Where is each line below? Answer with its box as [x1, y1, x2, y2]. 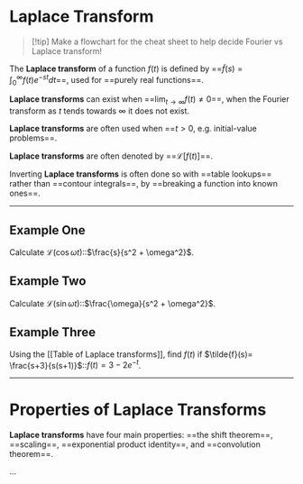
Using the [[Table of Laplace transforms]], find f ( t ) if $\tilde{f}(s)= [9, 349, 253, 360]
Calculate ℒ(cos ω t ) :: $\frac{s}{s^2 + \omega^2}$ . [9, 247, 195, 258]
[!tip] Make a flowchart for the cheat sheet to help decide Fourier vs [31, 36, 283, 47]
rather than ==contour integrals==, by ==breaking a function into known [9, 178, 278, 189]
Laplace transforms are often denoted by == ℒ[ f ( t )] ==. [9, 151, 214, 161]
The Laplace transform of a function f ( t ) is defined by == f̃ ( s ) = [9, 63, 243, 74]
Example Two [9, 273, 87, 289]
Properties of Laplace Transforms [9, 399, 267, 420]
